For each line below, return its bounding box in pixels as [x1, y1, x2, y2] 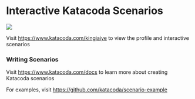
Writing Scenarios [6, 55, 59, 63]
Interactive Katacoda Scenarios [6, 4, 163, 18]
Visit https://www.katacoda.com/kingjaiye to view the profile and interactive [6, 34, 190, 42]
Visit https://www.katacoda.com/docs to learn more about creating [6, 69, 168, 76]
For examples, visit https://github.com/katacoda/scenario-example [6, 86, 167, 93]
